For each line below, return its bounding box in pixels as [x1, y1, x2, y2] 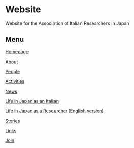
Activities [5, 78, 25, 84]
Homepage [5, 48, 29, 54]
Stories [5, 117, 20, 124]
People [5, 68, 20, 74]
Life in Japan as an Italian [5, 98, 59, 104]
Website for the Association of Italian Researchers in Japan [5, 20, 129, 26]
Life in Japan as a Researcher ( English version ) [5, 108, 104, 114]
